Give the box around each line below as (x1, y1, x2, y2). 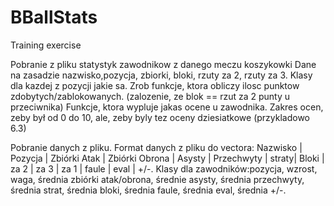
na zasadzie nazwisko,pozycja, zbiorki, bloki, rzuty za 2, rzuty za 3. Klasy (10, 69, 313, 81)
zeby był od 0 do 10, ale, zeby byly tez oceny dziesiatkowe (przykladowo (10, 111, 311, 123)
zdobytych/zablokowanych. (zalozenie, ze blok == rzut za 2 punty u (10, 90, 291, 102)
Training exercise (10, 39, 82, 51)
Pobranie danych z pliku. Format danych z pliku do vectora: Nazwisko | (10, 141, 303, 153)
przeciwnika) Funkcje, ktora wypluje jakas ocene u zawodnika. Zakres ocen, (10, 101, 324, 113)
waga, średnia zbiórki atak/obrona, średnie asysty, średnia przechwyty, (10, 173, 305, 185)
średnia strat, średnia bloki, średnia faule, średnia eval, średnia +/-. (10, 184, 287, 196)
